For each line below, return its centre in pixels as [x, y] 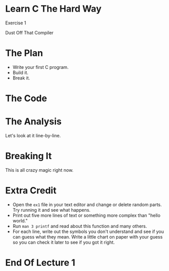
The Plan [24, 53]
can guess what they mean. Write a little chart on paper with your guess [88, 237]
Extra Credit [31, 191]
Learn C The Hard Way [53, 9]
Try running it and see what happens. [52, 210]
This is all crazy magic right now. [39, 170]
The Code [26, 99]
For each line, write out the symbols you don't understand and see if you [88, 231]
